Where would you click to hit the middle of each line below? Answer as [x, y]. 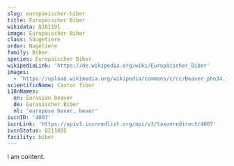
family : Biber [28, 53]
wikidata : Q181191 [34, 27]
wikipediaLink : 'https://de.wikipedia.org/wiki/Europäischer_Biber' [109, 66]
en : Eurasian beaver [43, 98]
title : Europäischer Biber [46, 20]
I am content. [26, 157]
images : [18, 72]
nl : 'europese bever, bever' [56, 111]
